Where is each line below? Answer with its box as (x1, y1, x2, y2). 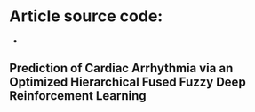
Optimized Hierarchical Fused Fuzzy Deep (9, 75, 246, 90)
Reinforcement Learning (9, 88, 147, 103)
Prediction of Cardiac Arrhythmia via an (9, 61, 234, 76)
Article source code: (9, 6, 163, 26)
